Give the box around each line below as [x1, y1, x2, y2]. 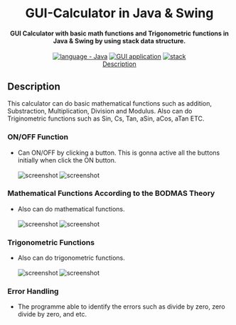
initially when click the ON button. [17, 155, 117, 164]
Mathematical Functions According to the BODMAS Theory [7, 189, 215, 199]
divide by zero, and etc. [17, 310, 87, 319]
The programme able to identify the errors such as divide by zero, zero [17, 302, 225, 311]
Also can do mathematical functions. [17, 204, 126, 213]
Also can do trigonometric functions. [17, 253, 126, 263]
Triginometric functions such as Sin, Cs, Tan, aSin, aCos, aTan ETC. [7, 114, 205, 123]
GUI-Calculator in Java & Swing [25, 5, 214, 21]
